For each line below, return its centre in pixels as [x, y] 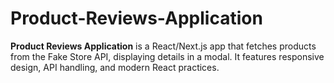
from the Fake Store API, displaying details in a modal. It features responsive [167, 56]
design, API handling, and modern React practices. [115, 67]
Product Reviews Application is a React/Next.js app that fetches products [163, 46]
